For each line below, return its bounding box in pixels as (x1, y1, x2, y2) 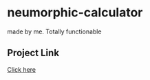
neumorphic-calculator (7, 5, 143, 21)
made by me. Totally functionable (7, 27, 102, 36)
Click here (7, 65, 36, 73)
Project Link (7, 47, 60, 59)
